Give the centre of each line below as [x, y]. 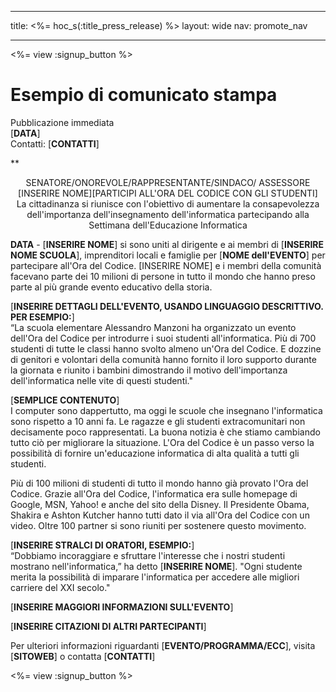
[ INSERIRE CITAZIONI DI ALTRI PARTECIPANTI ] [108, 626]
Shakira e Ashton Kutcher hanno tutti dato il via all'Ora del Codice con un [160, 515]
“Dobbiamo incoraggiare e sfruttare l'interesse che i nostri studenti [148, 555]
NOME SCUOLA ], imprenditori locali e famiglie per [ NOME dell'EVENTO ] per [168, 255]
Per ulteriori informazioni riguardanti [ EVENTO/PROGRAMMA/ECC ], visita [163, 645]
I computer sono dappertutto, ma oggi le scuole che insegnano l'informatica [166, 410]
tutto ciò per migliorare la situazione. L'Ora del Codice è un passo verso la [162, 442]
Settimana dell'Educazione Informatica [168, 225]
